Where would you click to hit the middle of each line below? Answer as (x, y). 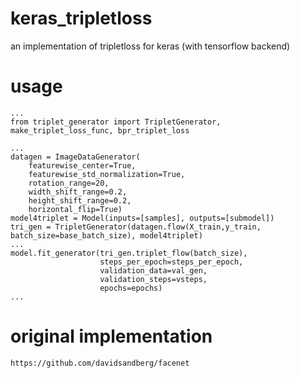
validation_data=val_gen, (153, 270)
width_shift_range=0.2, (78, 192)
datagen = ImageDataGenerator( (75, 157)
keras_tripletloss (81, 18)
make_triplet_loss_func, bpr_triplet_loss (100, 130)
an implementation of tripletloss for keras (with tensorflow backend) (150, 46)
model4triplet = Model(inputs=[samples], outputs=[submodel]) (142, 218)
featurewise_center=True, (82, 165)
